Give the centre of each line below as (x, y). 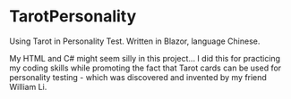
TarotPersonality (73, 16)
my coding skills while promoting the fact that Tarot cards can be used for (145, 68)
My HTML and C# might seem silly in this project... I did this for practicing (145, 58)
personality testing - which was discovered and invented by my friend (138, 77)
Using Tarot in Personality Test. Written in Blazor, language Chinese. (135, 41)
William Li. (28, 87)
